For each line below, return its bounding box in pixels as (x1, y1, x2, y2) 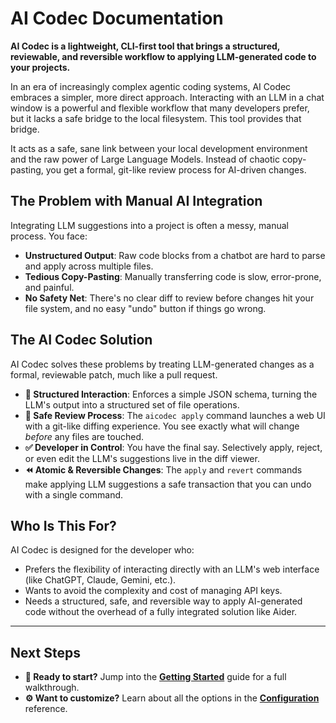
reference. (24, 703, 68, 715)
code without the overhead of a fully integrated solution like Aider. (24, 606, 298, 618)
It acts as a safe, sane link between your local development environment (10, 142, 308, 154)
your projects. (10, 61, 71, 73)
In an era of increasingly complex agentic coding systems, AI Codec (10, 80, 292, 92)
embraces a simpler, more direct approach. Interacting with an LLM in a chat (10, 91, 325, 103)
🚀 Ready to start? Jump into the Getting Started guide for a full (24, 671, 287, 683)
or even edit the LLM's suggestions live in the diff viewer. (24, 452, 260, 464)
